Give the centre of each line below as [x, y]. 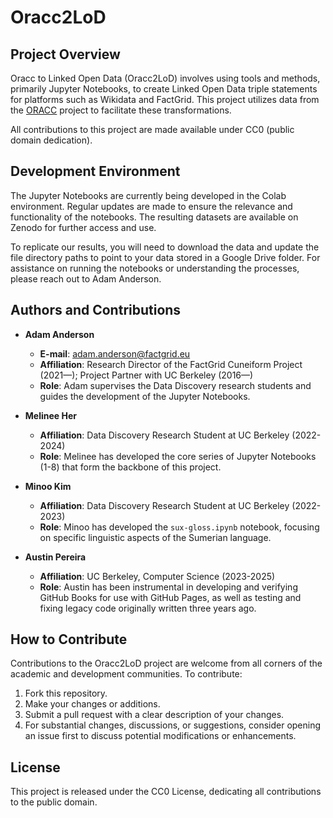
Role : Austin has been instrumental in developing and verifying [168, 587]
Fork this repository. [66, 693]
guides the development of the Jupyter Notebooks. [145, 396]
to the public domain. [54, 802]
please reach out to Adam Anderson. [86, 278]
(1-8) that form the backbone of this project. [130, 467]
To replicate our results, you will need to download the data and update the [165, 247]
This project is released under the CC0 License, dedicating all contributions [166, 792]
